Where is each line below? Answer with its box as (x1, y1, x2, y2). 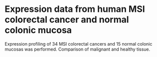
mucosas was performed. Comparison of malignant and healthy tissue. (4, 46, 151, 52)
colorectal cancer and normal (4, 14, 129, 25)
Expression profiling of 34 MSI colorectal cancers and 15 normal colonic (4, 41, 153, 47)
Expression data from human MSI (4, 3, 145, 15)
